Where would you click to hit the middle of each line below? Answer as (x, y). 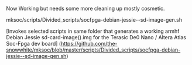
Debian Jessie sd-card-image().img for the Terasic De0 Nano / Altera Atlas (96, 37)
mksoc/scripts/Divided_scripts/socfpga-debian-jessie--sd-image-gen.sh (94, 20)
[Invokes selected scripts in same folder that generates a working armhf (93, 31)
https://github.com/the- (89, 44)
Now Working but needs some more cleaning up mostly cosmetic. (85, 8)
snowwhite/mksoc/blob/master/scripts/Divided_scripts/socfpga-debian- (93, 50)
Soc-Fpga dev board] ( (34, 44)
